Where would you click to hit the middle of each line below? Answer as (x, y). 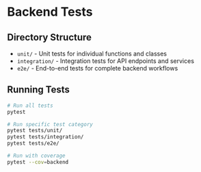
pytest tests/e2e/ (33, 144)
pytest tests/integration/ (45, 137)
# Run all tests (30, 106)
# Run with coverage (37, 156)
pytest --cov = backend (38, 162)
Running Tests (38, 90)
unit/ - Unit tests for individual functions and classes (92, 53)
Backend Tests (50, 12)
